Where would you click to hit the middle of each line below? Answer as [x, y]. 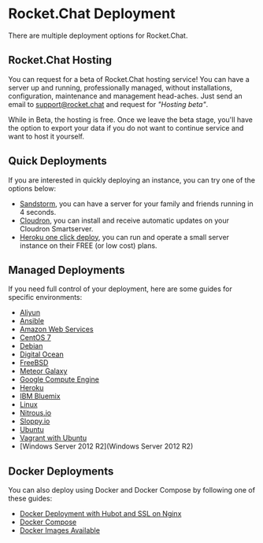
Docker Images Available [60, 530]
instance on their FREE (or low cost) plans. [88, 246]
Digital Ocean [42, 354]
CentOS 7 [35, 338]
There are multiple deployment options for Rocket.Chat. [98, 35]
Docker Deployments [61, 471]
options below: [32, 188]
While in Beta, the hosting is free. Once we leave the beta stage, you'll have [131, 120]
